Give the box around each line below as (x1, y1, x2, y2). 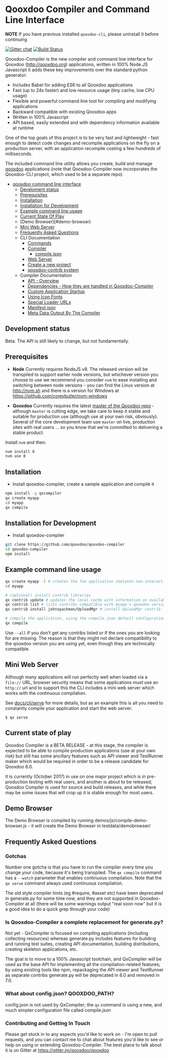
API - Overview (27, 277, 59, 283)
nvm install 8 (5, 449, 35, 454)
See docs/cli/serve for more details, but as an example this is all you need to (5, 700, 163, 706)
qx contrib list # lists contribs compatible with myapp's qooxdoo (5, 602, 150, 607)
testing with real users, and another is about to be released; (29, 779, 152, 785)
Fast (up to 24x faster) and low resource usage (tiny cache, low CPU (12, 87, 155, 93)
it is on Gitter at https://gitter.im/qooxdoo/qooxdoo (5, 1047, 110, 1053)
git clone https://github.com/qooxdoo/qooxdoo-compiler (5, 542, 125, 547)
